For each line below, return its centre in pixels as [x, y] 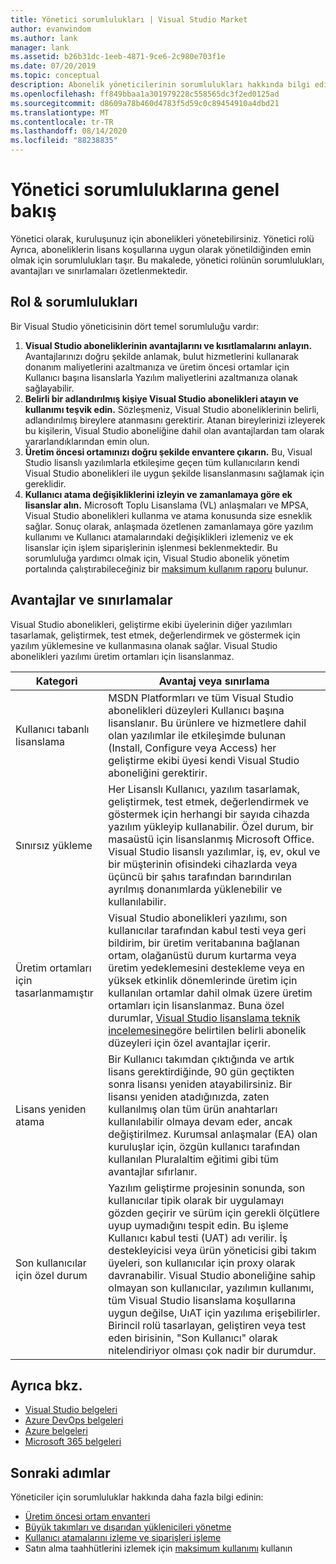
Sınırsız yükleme [54, 845]
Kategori [56, 681]
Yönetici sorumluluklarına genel [145, 190]
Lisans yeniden [51, 1109]
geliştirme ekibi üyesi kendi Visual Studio [204, 760]
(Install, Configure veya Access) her [192, 748]
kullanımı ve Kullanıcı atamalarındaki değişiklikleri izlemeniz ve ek [159, 537]
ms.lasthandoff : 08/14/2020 [69, 131]
